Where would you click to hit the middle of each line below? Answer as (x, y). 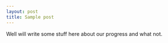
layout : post (22, 11)
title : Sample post (30, 17)
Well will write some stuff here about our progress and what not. (84, 34)
